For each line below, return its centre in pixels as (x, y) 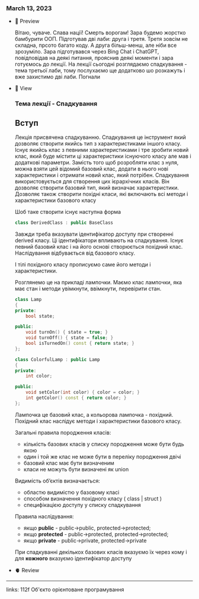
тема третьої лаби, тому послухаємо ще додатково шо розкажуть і (100, 71)
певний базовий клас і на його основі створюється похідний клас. (99, 246)
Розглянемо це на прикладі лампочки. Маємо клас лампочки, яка (98, 282)
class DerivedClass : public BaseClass (64, 223)
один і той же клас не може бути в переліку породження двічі (102, 457)
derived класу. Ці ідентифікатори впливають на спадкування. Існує (99, 240)
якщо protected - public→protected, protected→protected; (96, 534)
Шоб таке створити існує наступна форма (68, 212)
